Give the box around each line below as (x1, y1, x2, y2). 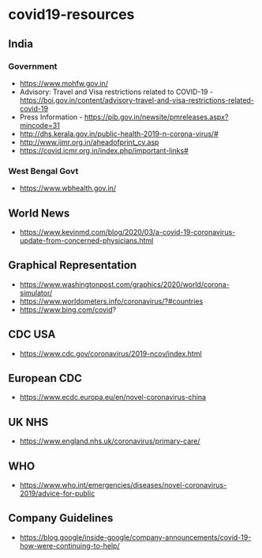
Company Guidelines (8, 511, 114, 525)
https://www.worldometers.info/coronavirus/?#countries (19, 296, 204, 306)
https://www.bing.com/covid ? (19, 304, 117, 314)
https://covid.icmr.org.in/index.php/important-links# (19, 145, 189, 155)
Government (8, 61, 58, 72)
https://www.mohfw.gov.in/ (19, 78, 109, 88)
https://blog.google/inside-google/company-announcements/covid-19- (19, 532, 252, 542)
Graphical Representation (8, 258, 137, 272)
